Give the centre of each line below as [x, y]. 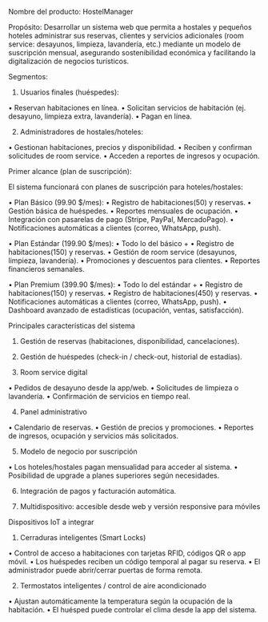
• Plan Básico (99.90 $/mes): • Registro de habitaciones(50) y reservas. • [130, 202]
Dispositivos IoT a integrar [51, 522]
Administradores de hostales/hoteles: [82, 132]
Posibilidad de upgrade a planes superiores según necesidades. [114, 475]
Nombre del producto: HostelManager [71, 12]
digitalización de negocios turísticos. [69, 61]
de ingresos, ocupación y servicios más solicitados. [94, 436]
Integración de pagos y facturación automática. [98, 491]
